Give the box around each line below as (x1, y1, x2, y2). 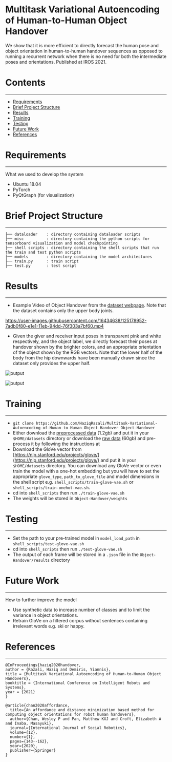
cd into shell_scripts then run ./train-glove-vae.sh (12, 489, 124, 496)
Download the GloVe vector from (12, 446, 82, 452)
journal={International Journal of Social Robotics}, (10, 726, 127, 731)
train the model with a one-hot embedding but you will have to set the (12, 468, 160, 474)
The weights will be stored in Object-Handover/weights (12, 495, 128, 501)
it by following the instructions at (31, 441, 100, 447)
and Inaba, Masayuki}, (5, 721, 54, 726)
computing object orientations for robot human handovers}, (5, 712, 137, 717)
